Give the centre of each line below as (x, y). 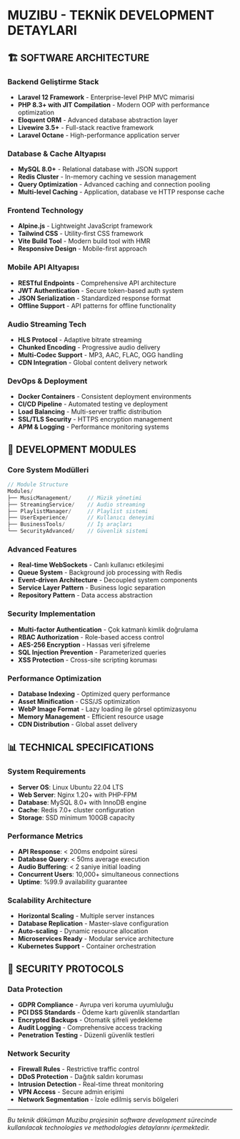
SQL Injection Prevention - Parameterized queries (92, 652)
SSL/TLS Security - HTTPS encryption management (95, 419)
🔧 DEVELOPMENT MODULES (72, 449)
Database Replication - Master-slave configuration (93, 924)
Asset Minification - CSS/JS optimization (79, 701)
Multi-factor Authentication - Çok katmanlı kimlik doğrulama (108, 630)
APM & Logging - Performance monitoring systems (93, 427)
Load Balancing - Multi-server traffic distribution (90, 412)
